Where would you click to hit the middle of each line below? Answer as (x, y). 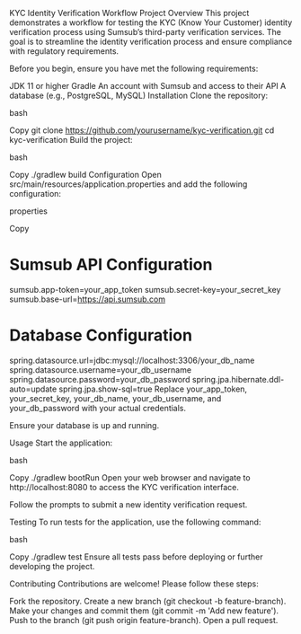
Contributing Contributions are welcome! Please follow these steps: (134, 584)
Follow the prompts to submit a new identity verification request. (128, 504)
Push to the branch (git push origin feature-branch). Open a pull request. (144, 620)
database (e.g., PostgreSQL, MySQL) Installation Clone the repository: (139, 95)
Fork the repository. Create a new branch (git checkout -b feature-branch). (148, 601)
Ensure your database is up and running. (84, 425)
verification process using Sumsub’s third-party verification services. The (145, 32)
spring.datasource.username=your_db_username (100, 370)
